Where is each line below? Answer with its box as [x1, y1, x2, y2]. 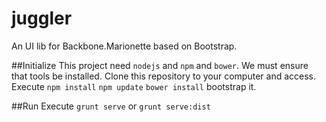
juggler [11, 7, 73, 30]
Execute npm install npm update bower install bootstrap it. [11, 80, 257, 92]
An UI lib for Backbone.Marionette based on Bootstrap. [11, 40, 238, 52]
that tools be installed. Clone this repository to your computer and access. [11, 70, 316, 82]
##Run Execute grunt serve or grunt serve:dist [11, 100, 211, 112]
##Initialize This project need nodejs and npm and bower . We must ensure [11, 59, 309, 71]
